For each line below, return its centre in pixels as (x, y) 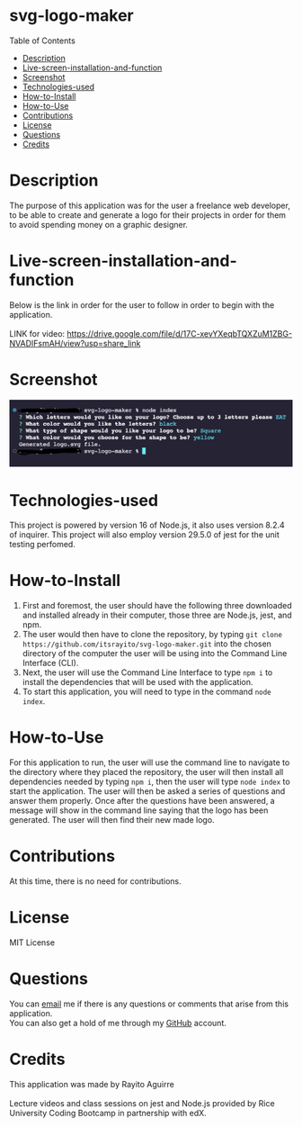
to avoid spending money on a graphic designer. (99, 224)
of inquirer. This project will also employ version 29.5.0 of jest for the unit (145, 535)
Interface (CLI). (50, 663)
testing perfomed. (43, 545)
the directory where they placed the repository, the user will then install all (147, 772)
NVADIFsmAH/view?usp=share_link (75, 343)
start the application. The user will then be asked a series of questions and (147, 791)
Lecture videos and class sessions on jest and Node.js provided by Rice (142, 1103)
